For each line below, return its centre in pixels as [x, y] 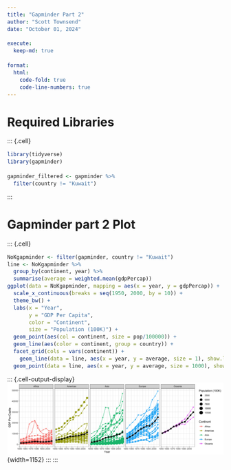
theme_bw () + [32, 300]
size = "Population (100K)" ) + [73, 330]
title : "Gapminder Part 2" [46, 14]
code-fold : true [43, 80]
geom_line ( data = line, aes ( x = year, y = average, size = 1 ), [112, 359]
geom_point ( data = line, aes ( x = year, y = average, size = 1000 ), [112, 366]
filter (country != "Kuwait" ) [55, 183]
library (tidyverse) [35, 155]
